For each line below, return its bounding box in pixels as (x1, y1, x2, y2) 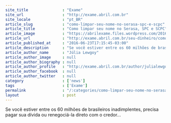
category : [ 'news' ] (5, 78, 85, 83)
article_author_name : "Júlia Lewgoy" (5, 50, 99, 55)
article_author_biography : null (5, 59, 76, 65)
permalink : (5, 87, 65, 93)
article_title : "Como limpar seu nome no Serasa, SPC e (5, 26, 154, 32)
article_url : (5, 36, 65, 41)
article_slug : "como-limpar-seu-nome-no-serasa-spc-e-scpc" (5, 21, 165, 27)
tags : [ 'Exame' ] (5, 83, 88, 88)
